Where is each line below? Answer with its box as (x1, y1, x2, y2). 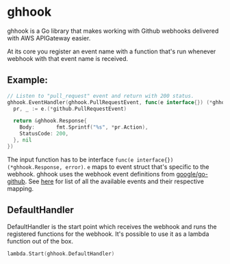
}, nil (13, 137, 32, 144)
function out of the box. (7, 237, 74, 245)
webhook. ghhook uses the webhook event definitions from (7, 170, 175, 178)
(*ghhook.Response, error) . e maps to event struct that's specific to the (7, 162, 209, 171)
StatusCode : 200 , (19, 131, 69, 137)
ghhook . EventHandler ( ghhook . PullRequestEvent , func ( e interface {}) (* (7, 98, 213, 106)
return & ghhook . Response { (13, 118, 88, 124)
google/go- (176, 170, 209, 178)
